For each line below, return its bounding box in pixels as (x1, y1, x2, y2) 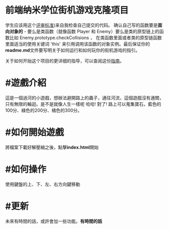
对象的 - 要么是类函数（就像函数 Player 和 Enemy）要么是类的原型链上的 (9, 28, 159, 34)
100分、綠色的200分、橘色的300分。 (5, 107, 82, 113)
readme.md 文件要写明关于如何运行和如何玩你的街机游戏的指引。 (5, 47, 140, 53)
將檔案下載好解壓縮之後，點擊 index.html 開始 (5, 144, 99, 150)
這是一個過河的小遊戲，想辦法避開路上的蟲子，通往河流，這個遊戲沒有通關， (5, 95, 164, 101)
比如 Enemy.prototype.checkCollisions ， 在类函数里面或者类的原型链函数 (9, 35, 162, 41)
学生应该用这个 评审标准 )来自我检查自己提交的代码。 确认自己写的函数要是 (5, 22, 158, 28)
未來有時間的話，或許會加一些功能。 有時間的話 (5, 218, 102, 224)
